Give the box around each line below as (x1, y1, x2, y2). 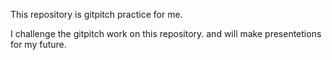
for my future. (10, 39, 67, 50)
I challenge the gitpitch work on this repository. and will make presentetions (10, 28, 322, 39)
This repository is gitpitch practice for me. (10, 9, 183, 20)
